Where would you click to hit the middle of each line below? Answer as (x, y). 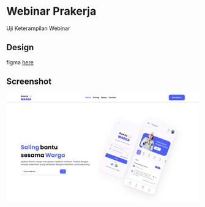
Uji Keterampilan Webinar (38, 28)
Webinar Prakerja (51, 11)
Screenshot (29, 82)
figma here (20, 62)
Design (20, 47)
